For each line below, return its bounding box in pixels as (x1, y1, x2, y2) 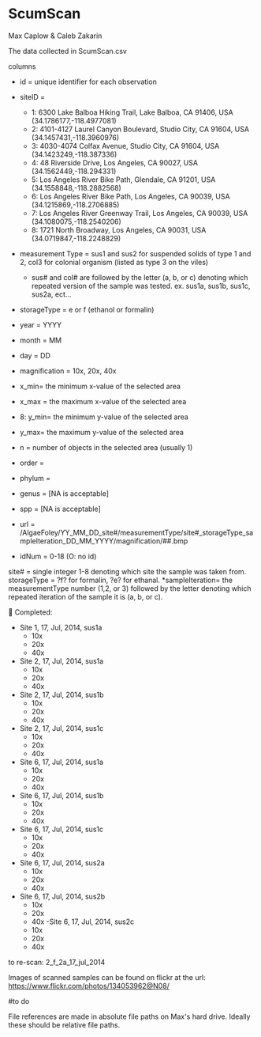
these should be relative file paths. (8, 1020, 121, 1029)
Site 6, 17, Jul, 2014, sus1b (19, 790, 104, 800)
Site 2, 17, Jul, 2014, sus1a (19, 656, 104, 665)
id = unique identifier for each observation (19, 77, 158, 86)
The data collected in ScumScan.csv (8, 46, 128, 55)
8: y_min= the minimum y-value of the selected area (19, 412, 189, 422)
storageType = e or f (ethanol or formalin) (19, 305, 155, 314)
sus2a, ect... (31, 290, 72, 299)
